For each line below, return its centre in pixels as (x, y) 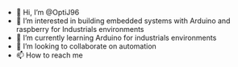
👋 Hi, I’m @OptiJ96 (48, 12)
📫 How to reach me (49, 55)
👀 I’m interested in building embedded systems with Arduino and (123, 21)
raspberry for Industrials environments (80, 29)
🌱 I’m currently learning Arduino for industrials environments (116, 37)
